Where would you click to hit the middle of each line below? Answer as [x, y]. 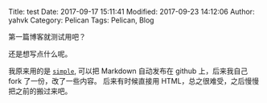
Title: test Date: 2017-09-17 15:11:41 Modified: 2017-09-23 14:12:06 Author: [131, 12]
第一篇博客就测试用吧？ [47, 37]
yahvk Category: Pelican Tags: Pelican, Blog [81, 20]
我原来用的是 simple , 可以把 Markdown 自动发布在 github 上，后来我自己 [128, 71]
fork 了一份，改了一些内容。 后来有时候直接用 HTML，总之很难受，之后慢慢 [134, 81]
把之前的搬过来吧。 [40, 91]
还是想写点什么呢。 [40, 54]
